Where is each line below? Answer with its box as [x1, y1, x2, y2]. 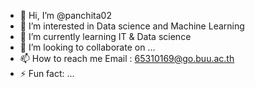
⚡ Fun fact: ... [19, 68, 75, 79]
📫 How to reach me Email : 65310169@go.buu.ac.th [19, 53, 235, 64]
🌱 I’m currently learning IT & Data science [19, 31, 192, 42]
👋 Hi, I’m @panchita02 [19, 10, 112, 21]
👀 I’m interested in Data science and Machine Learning [19, 20, 245, 32]
